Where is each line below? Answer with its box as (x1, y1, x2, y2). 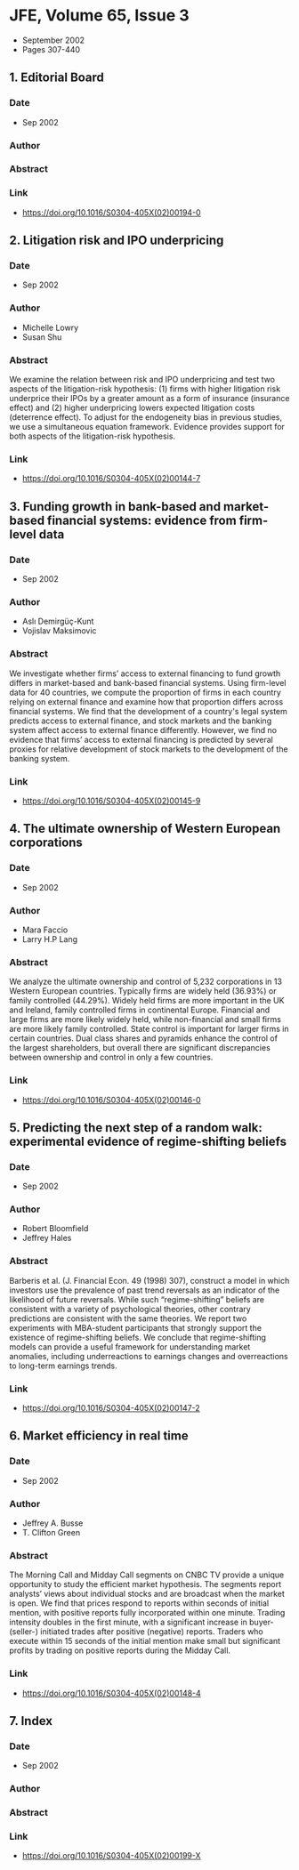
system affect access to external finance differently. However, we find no (9, 724, 278, 735)
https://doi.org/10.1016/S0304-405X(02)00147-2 (21, 1403, 200, 1414)
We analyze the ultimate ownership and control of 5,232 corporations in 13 (9, 976, 283, 987)
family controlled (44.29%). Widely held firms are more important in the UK (9, 995, 285, 1006)
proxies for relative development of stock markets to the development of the (9, 744, 288, 754)
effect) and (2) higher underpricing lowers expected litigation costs (9, 402, 255, 414)
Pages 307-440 (21, 44, 81, 54)
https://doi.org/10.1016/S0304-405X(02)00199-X (21, 1850, 202, 1861)
